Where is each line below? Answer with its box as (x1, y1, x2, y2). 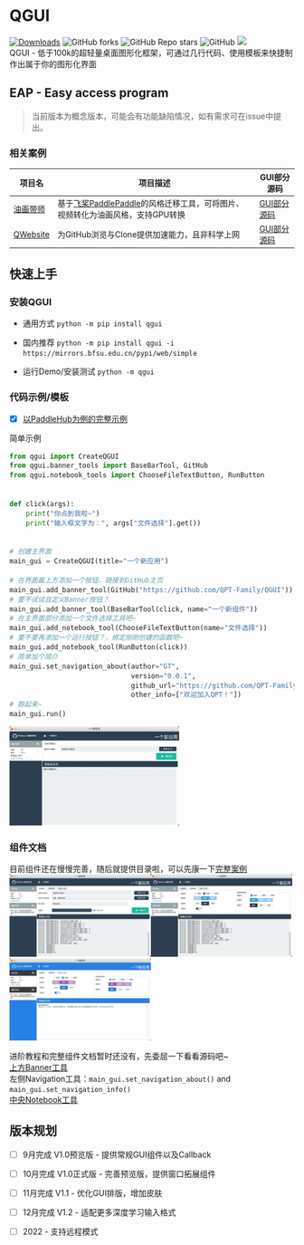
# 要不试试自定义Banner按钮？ (9, 595, 110, 604)
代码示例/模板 (9, 391, 70, 404)
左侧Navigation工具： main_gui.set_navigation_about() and (9, 1074, 232, 1084)
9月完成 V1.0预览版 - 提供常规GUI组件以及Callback (22, 1149, 212, 1160)
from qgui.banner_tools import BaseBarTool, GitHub (9, 461, 208, 471)
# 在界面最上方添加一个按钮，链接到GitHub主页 (9, 576, 164, 585)
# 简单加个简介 (9, 652, 59, 661)
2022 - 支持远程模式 (22, 1226, 99, 1237)
